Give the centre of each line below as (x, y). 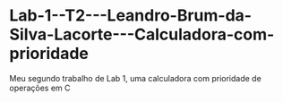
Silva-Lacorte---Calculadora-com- (142, 34)
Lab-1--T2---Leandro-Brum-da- (131, 16)
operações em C (40, 88)
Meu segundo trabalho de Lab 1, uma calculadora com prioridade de (135, 78)
